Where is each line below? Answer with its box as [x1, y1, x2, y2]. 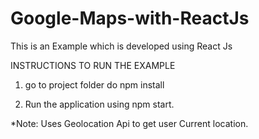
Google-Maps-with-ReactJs [10, 7, 250, 30]
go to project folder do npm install [24, 78, 165, 91]
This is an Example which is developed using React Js [10, 40, 233, 52]
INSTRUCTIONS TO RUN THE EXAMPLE [10, 59, 176, 71]
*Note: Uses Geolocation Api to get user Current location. [10, 117, 249, 129]
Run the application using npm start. [24, 98, 175, 110]
